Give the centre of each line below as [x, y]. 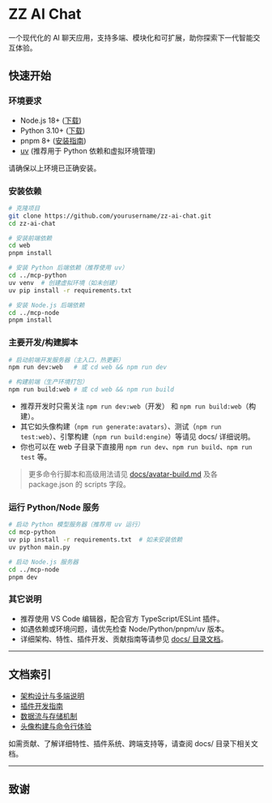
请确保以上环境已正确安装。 [55, 168]
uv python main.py [39, 548]
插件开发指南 [41, 706]
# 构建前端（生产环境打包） [49, 382]
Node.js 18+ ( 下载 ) [51, 120]
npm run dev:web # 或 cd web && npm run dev [88, 367]
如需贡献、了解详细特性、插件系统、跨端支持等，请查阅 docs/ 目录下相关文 [134, 743]
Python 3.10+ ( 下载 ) [53, 130]
